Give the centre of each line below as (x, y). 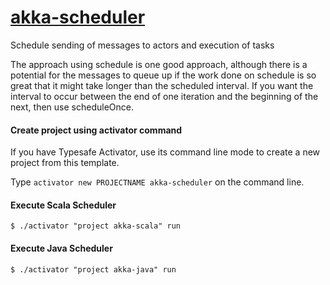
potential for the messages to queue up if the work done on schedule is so (163, 75)
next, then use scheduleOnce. (72, 107)
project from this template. (65, 163)
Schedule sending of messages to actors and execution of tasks (142, 45)
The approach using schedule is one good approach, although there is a (159, 64)
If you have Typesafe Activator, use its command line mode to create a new (165, 152)
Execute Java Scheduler (61, 248)
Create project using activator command (96, 130)
